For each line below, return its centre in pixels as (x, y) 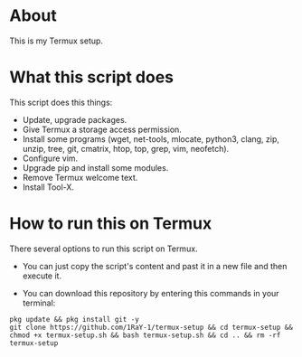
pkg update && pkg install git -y (75, 319)
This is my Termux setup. (57, 41)
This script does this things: (61, 102)
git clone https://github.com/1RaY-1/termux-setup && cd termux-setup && (151, 327)
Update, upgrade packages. (75, 119)
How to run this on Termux (111, 224)
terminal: (39, 303)
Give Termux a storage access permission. (102, 129)
